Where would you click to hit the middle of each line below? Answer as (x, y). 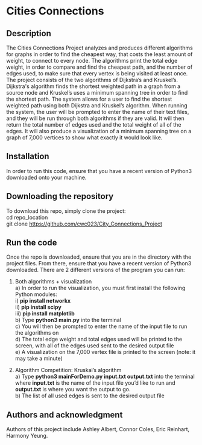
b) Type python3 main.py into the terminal (68, 320)
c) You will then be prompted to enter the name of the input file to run (101, 326)
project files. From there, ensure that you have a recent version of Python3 (99, 264)
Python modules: (36, 294)
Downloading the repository (60, 196)
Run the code (32, 243)
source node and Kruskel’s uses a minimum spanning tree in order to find (97, 93)
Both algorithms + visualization (53, 282)
